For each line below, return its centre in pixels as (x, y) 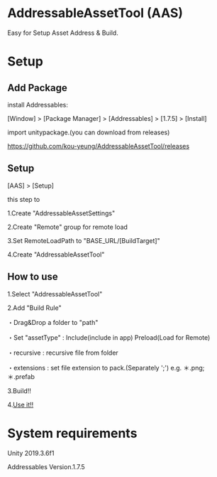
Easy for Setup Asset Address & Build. (63, 33)
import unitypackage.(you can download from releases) (89, 132)
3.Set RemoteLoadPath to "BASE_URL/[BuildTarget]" (84, 240)
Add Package (37, 88)
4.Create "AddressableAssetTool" (56, 254)
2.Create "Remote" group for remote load (67, 227)
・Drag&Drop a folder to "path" (53, 322)
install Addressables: (38, 104)
